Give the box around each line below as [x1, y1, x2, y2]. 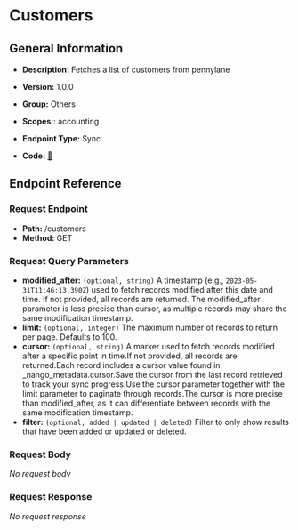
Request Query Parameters [9, 254, 129, 267]
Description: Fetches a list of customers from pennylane [21, 64, 230, 75]
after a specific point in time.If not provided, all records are [21, 350, 238, 361]
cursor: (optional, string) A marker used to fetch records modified [21, 341, 276, 351]
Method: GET [21, 232, 73, 243]
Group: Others [21, 99, 76, 109]
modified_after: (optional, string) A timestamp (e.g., [21, 275, 224, 285]
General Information [9, 41, 124, 56]
